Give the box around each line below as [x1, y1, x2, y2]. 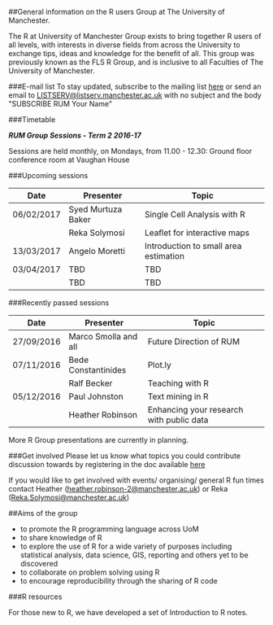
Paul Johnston [68, 391, 123, 402]
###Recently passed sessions [8, 298, 110, 308]
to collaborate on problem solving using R [19, 567, 160, 577]
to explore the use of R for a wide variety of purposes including [19, 541, 232, 551]
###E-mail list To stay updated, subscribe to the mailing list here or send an [8, 81, 262, 91]
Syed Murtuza [68, 203, 123, 215]
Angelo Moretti [68, 246, 126, 256]
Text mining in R [147, 391, 209, 402]
